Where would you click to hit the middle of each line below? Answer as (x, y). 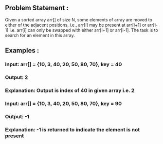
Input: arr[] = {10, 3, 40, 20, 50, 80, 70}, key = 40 (63, 64)
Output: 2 (17, 77)
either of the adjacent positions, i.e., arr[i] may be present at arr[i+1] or (76, 25)
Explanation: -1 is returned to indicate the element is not (72, 129)
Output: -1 (17, 116)
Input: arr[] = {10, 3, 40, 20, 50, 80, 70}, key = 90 (63, 103)
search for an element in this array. (40, 35)
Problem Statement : (37, 8)
